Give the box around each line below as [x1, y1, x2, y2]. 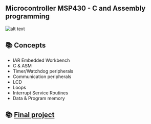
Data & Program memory [12, 95, 65, 101]
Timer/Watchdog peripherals [12, 68, 74, 74]
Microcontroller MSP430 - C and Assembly [5, 4, 146, 13]
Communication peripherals [12, 73, 72, 80]
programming [5, 12, 50, 21]
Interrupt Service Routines [12, 89, 68, 96]
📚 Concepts [5, 41, 46, 50]
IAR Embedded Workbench [12, 57, 70, 63]
